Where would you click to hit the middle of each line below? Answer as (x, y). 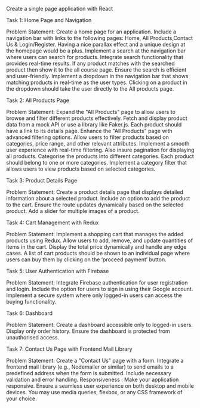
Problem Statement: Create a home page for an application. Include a (91, 32)
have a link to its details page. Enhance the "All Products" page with (90, 131)
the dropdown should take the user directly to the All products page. (90, 89)
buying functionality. (31, 302)
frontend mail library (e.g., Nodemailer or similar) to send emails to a (90, 367)
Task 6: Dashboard (29, 313)
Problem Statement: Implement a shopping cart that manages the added (95, 234)
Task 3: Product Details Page (42, 180)
